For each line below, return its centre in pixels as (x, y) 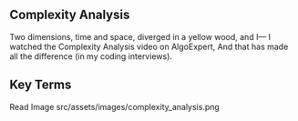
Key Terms (41, 85)
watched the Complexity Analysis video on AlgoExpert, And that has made (149, 46)
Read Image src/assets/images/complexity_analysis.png (115, 106)
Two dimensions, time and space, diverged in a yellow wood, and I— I (140, 36)
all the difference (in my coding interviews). (91, 56)
